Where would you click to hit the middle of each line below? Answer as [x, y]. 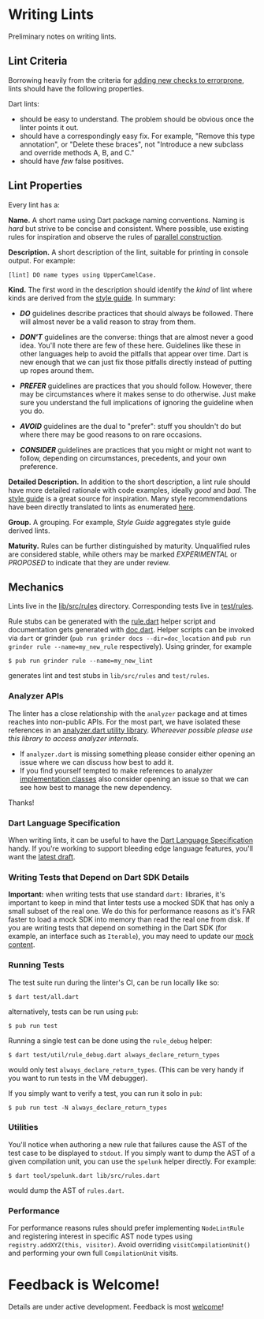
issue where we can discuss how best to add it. [97, 762]
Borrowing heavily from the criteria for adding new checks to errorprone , [126, 80]
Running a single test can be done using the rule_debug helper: [110, 1040]
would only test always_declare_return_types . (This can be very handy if [126, 1069]
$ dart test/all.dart [44, 997]
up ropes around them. [57, 370]
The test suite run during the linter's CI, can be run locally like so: [114, 982]
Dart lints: [24, 103]
